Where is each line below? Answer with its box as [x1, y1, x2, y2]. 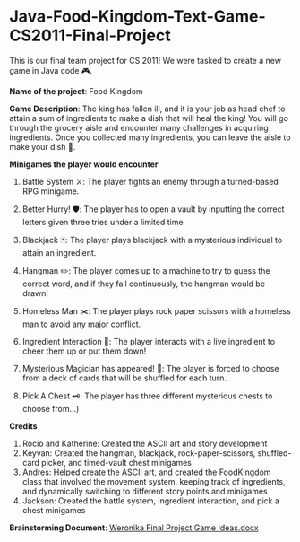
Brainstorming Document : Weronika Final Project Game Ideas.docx [9, 522, 259, 533]
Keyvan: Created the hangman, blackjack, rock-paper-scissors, [21, 447, 256, 459]
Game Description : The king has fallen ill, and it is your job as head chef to [9, 103, 286, 114]
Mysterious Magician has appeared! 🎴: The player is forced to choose [21, 363, 279, 373]
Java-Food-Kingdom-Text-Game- [9, 6, 266, 27]
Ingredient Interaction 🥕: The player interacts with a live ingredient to [21, 336, 276, 346]
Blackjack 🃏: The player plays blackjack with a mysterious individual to [21, 234, 283, 245]
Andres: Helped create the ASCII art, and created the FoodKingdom [21, 467, 271, 477]
